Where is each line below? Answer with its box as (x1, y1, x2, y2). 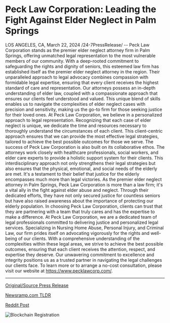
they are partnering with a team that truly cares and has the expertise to (5, 209, 155, 215)
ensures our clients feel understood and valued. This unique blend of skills (5, 95, 161, 102)
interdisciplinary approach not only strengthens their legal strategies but (5, 160, 156, 166)
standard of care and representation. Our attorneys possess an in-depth (5, 85, 156, 91)
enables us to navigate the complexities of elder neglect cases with (5, 101, 146, 107)
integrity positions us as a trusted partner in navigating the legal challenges (5, 257, 162, 263)
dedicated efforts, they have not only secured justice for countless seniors (5, 192, 160, 198)
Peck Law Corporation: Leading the (5, 4, 156, 15)
